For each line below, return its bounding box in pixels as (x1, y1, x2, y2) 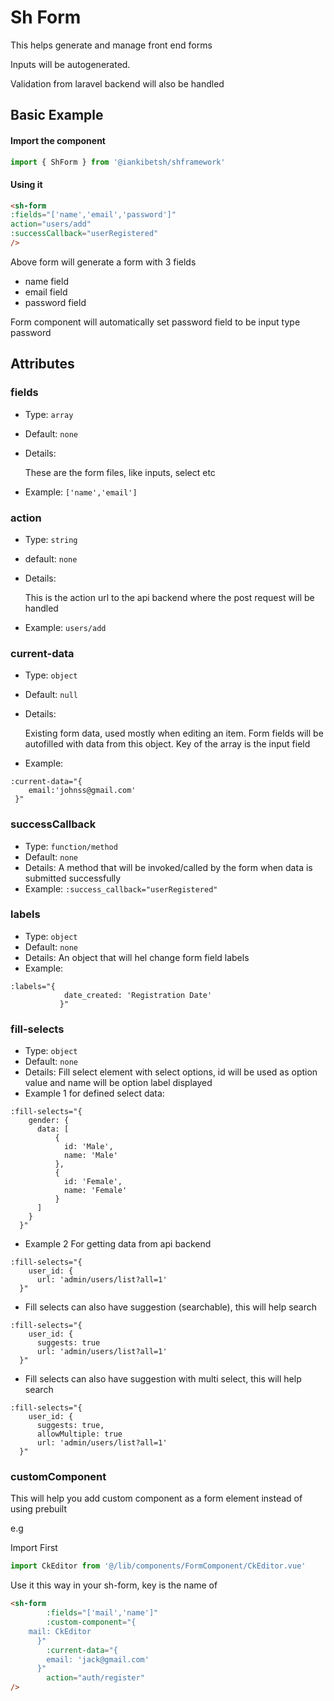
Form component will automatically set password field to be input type (10, 316, 301, 328)
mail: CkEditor (28, 1626, 92, 1636)
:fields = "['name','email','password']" (10, 210, 177, 220)
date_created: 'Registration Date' (63, 990, 213, 1000)
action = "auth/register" (46, 1673, 145, 1683)
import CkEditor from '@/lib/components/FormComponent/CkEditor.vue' (10, 1561, 307, 1571)
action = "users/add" (10, 219, 92, 230)
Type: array (24, 408, 74, 420)
